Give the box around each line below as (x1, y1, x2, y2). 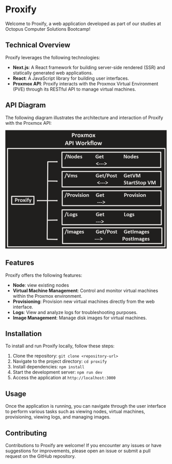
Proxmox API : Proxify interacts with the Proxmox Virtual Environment (12, 80, 159, 86)
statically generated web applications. (12, 70, 93, 76)
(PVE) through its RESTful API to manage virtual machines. (12, 86, 137, 92)
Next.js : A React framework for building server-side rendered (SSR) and (12, 64, 165, 70)
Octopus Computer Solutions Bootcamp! (5, 26, 91, 32)
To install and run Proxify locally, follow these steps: (5, 343, 115, 349)
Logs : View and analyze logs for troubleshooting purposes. (12, 309, 138, 315)
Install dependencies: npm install (12, 364, 84, 370)
